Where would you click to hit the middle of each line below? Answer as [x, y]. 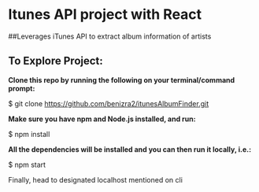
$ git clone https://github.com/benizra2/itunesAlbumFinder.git [109, 103]
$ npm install [29, 134]
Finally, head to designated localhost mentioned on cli [96, 179]
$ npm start [27, 164]
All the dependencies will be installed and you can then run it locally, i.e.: [130, 149]
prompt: [22, 88]
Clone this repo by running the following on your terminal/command [122, 79]
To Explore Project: [56, 61]
